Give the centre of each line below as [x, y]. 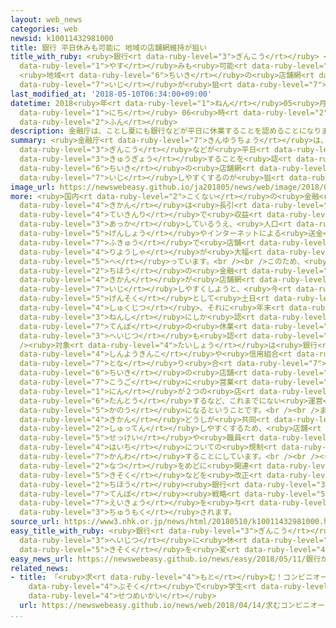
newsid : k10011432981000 [62, 38]
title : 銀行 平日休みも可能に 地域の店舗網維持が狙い [109, 47]
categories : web [44, 29]
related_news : [40, 568]
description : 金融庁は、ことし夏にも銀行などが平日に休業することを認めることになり [166, 131]
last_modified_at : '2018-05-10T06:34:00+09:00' [111, 94]
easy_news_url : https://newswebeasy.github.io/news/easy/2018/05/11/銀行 [166, 559]
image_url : [33, 187]
